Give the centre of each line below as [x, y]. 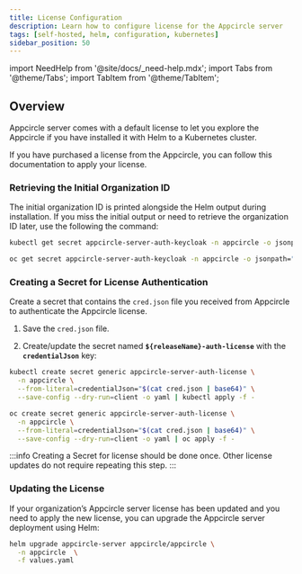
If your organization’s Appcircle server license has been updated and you [145, 508]
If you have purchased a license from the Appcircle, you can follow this [141, 155]
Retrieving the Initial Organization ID [90, 187]
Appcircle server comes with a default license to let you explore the [134, 128]
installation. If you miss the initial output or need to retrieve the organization [149, 217]
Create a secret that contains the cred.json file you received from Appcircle [150, 301]
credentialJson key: [59, 355]
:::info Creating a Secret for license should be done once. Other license [141, 456]
